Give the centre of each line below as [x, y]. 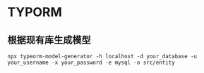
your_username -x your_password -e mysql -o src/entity [91, 62]
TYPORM [35, 12]
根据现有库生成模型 [49, 40]
